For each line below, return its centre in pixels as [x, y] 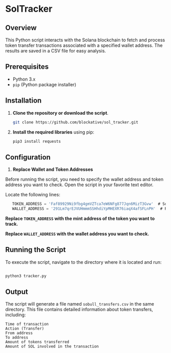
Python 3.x [24, 79]
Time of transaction [27, 324]
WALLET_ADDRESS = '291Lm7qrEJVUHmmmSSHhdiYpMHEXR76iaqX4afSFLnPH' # [87, 209]
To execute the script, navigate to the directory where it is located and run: [83, 262]
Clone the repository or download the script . [60, 113]
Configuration [28, 157]
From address [19, 333]
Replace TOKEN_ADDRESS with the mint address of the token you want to [80, 218]
